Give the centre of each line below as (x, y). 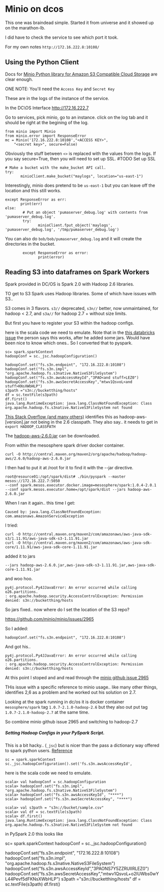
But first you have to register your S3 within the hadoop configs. (70, 323)
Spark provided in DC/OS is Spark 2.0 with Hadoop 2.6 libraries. (70, 284)
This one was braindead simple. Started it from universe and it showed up (80, 23)
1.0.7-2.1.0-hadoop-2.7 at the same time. (47, 712)
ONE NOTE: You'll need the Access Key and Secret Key (60, 89)
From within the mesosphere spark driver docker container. (65, 445)
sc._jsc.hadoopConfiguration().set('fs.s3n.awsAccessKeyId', (69, 764)
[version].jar (17, 422)
